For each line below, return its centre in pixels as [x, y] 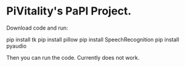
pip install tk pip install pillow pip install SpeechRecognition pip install [93, 39]
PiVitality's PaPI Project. [69, 11]
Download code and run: [37, 28]
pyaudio [16, 46]
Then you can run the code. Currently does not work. [73, 57]
